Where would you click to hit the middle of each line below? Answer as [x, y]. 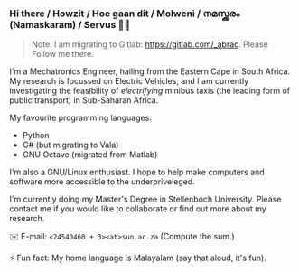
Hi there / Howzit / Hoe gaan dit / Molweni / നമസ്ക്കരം [125, 14]
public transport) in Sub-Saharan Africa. [84, 100]
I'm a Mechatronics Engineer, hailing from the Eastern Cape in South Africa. [150, 71]
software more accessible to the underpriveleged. [103, 182]
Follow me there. [62, 54]
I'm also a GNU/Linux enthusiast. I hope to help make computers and [137, 172]
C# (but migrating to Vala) [70, 145]
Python [36, 136]
